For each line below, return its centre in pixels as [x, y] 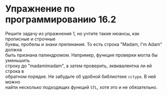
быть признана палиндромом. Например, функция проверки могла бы [81, 55]
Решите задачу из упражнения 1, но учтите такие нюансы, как [72, 33]
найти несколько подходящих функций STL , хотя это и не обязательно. [81, 87]
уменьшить [18, 60]
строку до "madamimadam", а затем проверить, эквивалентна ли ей [79, 66]
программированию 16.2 [61, 19]
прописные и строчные [30, 39]
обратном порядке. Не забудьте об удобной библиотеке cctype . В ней [81, 76]
